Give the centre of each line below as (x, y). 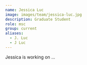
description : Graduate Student (38, 19)
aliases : (14, 33)
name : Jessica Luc (24, 10)
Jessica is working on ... (30, 57)
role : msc (16, 24)
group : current (21, 29)
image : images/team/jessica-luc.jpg (43, 15)
